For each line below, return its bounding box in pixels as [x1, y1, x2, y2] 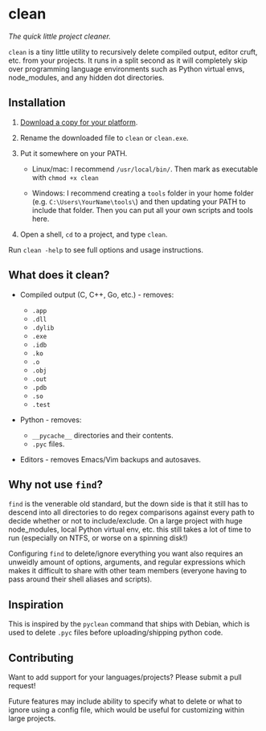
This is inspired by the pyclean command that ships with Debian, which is [8, 619, 251, 629]
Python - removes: [19, 415, 82, 425]
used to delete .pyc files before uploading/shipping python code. [8, 628, 223, 638]
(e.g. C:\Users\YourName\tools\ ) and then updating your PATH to [31, 196, 247, 206]
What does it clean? [8, 269, 110, 282]
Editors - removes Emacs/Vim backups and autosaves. [19, 454, 202, 464]
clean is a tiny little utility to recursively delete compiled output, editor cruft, [8, 47, 258, 56]
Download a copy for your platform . [19, 117, 138, 127]
